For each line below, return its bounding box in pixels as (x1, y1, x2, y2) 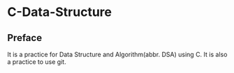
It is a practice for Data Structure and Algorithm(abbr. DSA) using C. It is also (7, 50, 228, 58)
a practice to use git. (7, 58, 66, 66)
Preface (7, 32, 43, 44)
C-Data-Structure (7, 4, 112, 20)
